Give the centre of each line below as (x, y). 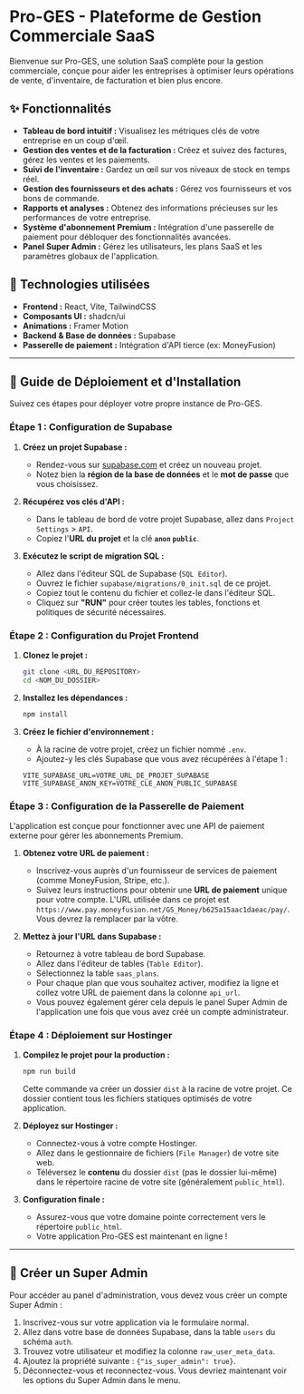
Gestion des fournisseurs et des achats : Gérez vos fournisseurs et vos (157, 189)
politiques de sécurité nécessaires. (101, 612)
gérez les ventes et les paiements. (86, 160)
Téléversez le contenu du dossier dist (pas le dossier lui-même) (157, 1173)
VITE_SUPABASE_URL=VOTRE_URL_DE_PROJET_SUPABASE (116, 775)
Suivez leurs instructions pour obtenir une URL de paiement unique (161, 890)
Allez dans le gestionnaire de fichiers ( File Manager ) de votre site (157, 1153)
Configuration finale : (64, 1200)
